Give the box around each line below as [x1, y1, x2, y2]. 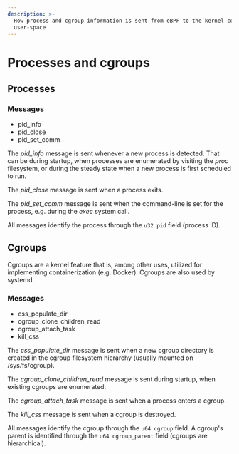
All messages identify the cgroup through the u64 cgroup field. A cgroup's [7, 424, 224, 433]
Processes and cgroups [7, 54, 151, 71]
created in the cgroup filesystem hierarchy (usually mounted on [7, 354, 193, 362]
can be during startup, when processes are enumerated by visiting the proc [7, 157, 229, 165]
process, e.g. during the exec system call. [7, 207, 130, 216]
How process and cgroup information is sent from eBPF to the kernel [14, 17, 224, 24]
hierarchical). [7, 439, 46, 448]
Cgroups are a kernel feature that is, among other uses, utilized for [7, 261, 203, 269]
